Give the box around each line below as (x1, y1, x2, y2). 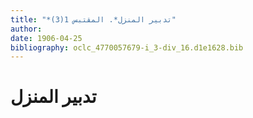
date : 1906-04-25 (10, 33, 83, 43)
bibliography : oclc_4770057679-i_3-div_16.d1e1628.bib (10, 42, 244, 53)
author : (10, 24, 43, 34)
